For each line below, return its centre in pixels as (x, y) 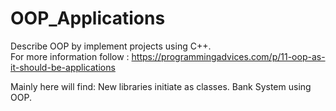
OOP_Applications (88, 18)
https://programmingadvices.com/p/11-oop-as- (228, 56)
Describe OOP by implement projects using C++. (111, 46)
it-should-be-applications (63, 67)
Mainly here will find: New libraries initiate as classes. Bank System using (161, 86)
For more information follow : (70, 56)
